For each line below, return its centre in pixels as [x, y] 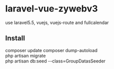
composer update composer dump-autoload [51, 50]
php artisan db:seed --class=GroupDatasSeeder [55, 61]
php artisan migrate [26, 55]
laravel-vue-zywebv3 [52, 9]
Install [15, 38]
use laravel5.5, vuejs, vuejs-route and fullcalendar [57, 22]
